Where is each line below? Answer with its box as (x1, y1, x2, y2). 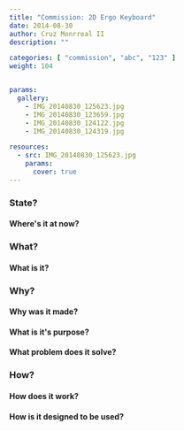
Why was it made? (9, 306, 79, 317)
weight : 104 (9, 62, 53, 71)
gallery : (17, 94, 50, 103)
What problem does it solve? (9, 347, 117, 358)
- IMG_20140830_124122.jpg (25, 119, 125, 127)
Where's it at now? (9, 219, 80, 229)
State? (9, 196, 38, 209)
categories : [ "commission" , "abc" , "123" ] (9, 54, 176, 63)
